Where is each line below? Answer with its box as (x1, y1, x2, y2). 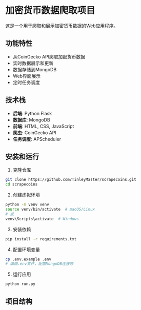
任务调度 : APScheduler (12, 136, 62, 142)
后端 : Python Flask (12, 110, 52, 116)
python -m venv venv (5, 202, 50, 208)
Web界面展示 (12, 73, 41, 79)
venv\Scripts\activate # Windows (5, 216, 79, 221)
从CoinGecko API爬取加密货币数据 (12, 53, 86, 59)
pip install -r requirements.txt (5, 236, 77, 241)
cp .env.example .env (5, 257, 52, 262)
